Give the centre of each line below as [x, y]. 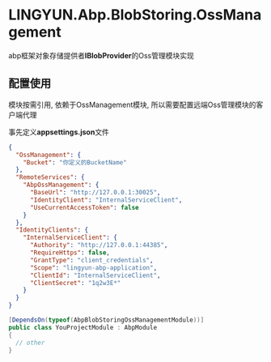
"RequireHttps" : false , [70, 253]
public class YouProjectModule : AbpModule [83, 327]
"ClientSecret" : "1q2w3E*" [75, 283]
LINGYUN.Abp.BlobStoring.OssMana [135, 15]
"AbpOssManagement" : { [61, 185]
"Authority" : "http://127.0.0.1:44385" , [99, 245]
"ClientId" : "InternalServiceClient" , [95, 275]
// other [30, 343]
